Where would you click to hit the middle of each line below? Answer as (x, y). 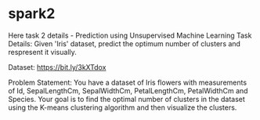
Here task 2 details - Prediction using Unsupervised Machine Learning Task (130, 35)
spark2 (32, 14)
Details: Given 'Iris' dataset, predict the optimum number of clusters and (125, 43)
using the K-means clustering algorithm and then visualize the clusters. (123, 107)
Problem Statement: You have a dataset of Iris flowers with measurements (128, 82)
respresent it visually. (42, 52)
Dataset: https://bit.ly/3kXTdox (57, 67)
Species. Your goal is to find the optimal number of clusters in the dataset (126, 99)
